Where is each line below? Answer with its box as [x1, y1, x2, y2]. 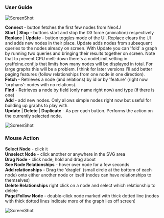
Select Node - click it [5, 146, 48, 152]
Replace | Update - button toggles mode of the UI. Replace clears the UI [5, 35, 151, 41]
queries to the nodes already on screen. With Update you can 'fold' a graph [5, 46, 158, 51]
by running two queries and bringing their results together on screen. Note [5, 50, 155, 56]
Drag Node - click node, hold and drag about [5, 156, 96, 162]
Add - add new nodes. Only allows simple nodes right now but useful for [5, 97, 152, 103]
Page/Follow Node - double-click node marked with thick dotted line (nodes [5, 193, 159, 198]
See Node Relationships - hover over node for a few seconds [5, 161, 130, 168]
